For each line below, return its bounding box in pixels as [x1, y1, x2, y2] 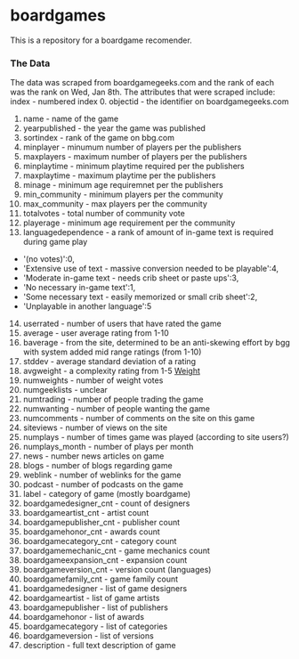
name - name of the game [22, 113, 119, 125]
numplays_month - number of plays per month [22, 442, 194, 452]
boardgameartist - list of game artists [22, 593, 160, 604]
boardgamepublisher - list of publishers [22, 602, 168, 613]
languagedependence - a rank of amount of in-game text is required [22, 227, 274, 238]
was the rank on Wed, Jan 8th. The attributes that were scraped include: [10, 86, 276, 98]
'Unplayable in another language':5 [22, 301, 152, 312]
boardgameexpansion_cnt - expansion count [22, 555, 188, 565]
